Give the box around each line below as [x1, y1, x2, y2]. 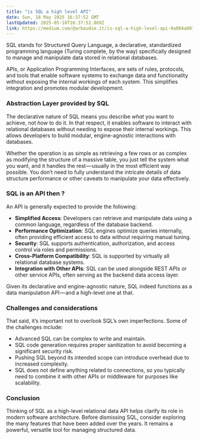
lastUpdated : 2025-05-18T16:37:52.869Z [6, 20, 105, 26]
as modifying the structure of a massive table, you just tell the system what [6, 155, 190, 163]
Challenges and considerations [6, 304, 98, 312]
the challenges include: [6, 324, 63, 331]
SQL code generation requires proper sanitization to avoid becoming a [14, 342, 187, 349]
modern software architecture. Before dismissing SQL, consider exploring [6, 413, 186, 421]
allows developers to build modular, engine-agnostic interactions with [6, 132, 176, 139]
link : [6, 25, 20, 31]
